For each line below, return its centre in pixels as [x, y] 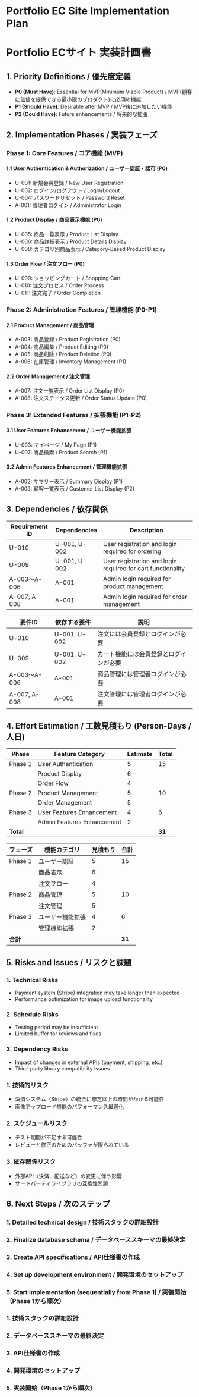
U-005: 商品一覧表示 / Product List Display [66, 234]
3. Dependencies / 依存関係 [57, 509]
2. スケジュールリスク [37, 1123]
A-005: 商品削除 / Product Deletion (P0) [63, 354]
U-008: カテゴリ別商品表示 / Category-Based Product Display [90, 249]
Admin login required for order [145, 597]
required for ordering [132, 551]
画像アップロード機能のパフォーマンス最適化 [69, 1106]
